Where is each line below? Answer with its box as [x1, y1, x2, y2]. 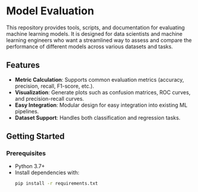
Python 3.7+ [14, 163, 45, 170]
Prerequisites [6, 149, 46, 157]
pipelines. [14, 107, 39, 114]
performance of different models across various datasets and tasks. [6, 43, 173, 50]
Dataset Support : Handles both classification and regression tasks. [14, 114, 181, 121]
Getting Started [6, 131, 65, 141]
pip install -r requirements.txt [14, 181, 98, 187]
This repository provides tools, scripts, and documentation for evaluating [6, 24, 185, 31]
